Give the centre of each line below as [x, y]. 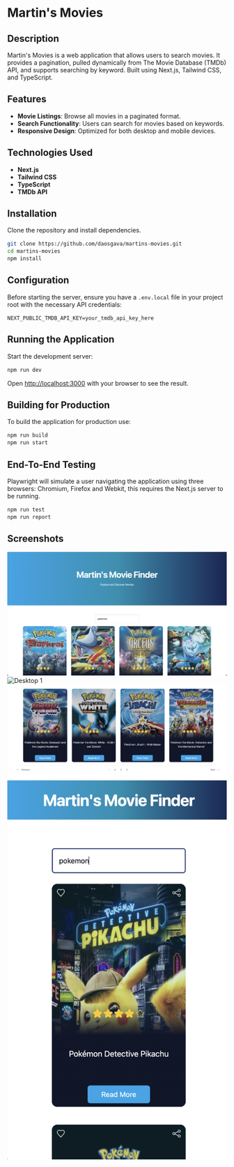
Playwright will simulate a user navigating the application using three [106, 481]
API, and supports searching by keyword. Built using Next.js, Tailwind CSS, [114, 70]
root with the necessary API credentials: [64, 304]
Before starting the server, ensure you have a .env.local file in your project [115, 297]
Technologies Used [50, 153]
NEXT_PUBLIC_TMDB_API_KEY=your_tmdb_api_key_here [81, 318]
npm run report [29, 517]
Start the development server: [50, 356]
